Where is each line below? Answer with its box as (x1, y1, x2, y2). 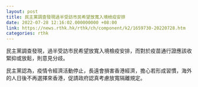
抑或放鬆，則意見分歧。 (11, 55, 68, 62)
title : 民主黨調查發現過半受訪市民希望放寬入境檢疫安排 (6, 14, 126, 20)
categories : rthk (6, 31, 49, 36)
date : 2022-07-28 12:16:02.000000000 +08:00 (6, 19, 117, 25)
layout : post (6, 8, 38, 15)
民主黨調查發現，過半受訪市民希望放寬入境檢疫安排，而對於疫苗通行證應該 (6, 48, 187, 55)
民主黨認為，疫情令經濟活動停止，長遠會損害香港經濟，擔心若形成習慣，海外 (6, 67, 192, 74)
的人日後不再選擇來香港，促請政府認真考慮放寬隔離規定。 (6, 75, 146, 82)
